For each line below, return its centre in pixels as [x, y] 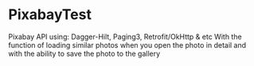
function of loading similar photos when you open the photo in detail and [127, 45]
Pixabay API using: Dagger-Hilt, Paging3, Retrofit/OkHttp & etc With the [125, 37]
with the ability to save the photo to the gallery [84, 53]
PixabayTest [50, 15]
